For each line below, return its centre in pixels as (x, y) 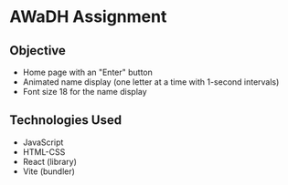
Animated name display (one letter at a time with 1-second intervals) (151, 82)
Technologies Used (65, 120)
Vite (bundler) (49, 171)
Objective (38, 51)
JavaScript (43, 142)
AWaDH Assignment (88, 17)
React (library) (50, 161)
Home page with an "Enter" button (88, 72)
